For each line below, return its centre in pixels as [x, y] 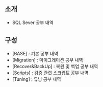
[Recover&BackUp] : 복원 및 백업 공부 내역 [55, 66]
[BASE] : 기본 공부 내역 [35, 53]
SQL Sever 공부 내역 [33, 23]
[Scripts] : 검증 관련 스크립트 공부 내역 [50, 73]
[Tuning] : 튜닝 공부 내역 [36, 79]
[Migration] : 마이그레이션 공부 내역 [47, 60]
